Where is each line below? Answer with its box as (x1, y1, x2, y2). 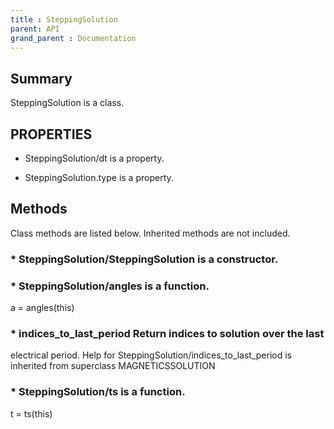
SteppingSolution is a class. (10, 97, 125, 109)
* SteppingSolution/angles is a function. (10, 279, 210, 293)
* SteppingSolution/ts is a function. (10, 385, 186, 399)
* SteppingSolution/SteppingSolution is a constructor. (10, 252, 279, 266)
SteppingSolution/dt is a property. (24, 152, 165, 164)
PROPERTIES (10, 126, 93, 143)
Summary (10, 70, 73, 87)
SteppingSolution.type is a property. (24, 172, 174, 183)
